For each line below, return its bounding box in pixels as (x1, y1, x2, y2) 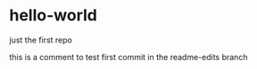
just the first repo (9, 34, 73, 45)
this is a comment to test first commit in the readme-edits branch (9, 51, 248, 62)
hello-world (9, 5, 98, 26)
